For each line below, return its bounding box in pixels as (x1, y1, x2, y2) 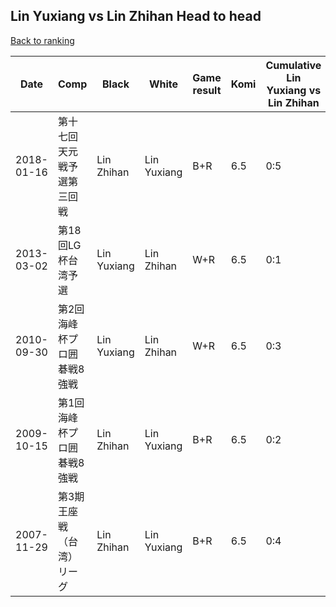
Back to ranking (10, 34, 75, 46)
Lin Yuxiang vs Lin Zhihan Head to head (10, 8, 262, 25)
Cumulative (265, 58, 322, 72)
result (192, 83, 222, 97)
